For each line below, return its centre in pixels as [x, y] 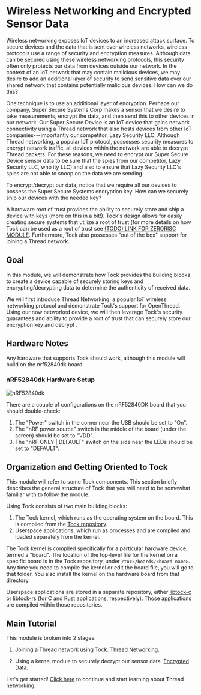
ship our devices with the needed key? [54, 198]
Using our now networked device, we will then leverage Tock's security [94, 312]
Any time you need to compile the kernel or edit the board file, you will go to [100, 567]
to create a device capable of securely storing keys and [75, 281]
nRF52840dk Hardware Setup [50, 380]
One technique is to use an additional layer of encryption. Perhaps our [93, 103]
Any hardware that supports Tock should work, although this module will [96, 358]
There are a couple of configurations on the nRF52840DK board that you [96, 404]
